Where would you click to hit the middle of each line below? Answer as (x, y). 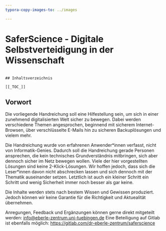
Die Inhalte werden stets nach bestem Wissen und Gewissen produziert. (80, 192)
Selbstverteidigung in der (59, 49)
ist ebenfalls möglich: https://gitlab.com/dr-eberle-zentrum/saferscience (80, 223)
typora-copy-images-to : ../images (41, 10)
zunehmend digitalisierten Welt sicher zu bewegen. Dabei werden (73, 120)
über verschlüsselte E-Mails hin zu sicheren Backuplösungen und (94, 130)
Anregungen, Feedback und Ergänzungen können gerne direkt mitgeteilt (80, 212)
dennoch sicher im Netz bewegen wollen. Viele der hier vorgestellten (76, 161)
